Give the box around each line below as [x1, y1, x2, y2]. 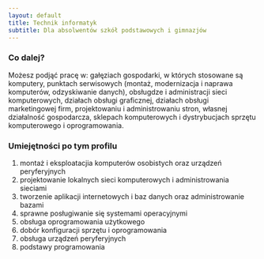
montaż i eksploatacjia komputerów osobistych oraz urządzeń [19, 158, 223, 167]
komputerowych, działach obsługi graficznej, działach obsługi [8, 96, 209, 105]
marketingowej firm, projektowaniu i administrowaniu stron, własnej [8, 103, 228, 113]
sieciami [19, 183, 47, 193]
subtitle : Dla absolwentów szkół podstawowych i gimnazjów [8, 26, 207, 34]
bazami [19, 200, 44, 209]
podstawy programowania [19, 242, 105, 251]
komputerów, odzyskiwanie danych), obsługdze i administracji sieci [8, 87, 228, 96]
